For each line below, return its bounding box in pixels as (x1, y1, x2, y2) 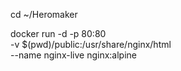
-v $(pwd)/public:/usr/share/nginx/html (10, 39, 172, 50)
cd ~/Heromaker (10, 9, 78, 20)
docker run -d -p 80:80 (10, 28, 107, 39)
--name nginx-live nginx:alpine (10, 49, 137, 61)
